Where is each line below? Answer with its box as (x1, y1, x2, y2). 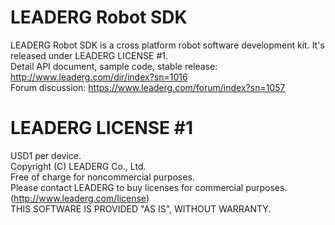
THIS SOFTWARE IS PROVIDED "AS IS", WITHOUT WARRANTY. (10, 202, 272, 215)
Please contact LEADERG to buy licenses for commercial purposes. (10, 181, 288, 193)
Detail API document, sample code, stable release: (10, 60, 218, 72)
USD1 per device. (10, 149, 82, 161)
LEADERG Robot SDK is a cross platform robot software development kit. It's (10, 39, 325, 51)
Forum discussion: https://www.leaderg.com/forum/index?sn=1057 (10, 81, 286, 93)
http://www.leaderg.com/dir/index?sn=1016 (10, 71, 188, 83)
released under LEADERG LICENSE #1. (10, 49, 168, 61)
